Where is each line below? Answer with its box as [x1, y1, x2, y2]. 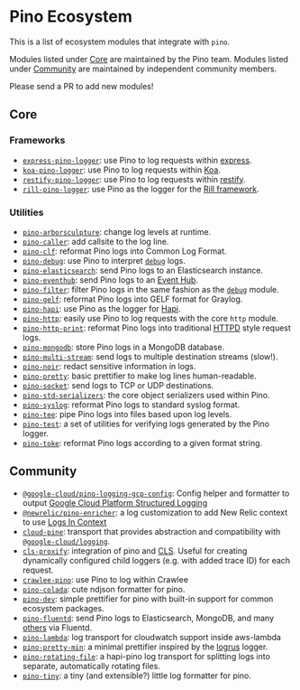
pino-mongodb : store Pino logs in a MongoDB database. [22, 341, 225, 352]
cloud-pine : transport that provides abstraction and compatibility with [22, 526, 281, 536]
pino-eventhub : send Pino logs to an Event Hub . [22, 274, 198, 285]
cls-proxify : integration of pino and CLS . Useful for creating [22, 545, 248, 556]
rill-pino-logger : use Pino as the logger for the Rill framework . [22, 183, 259, 194]
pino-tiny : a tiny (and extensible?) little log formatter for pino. [22, 670, 252, 681]
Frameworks [9, 134, 66, 146]
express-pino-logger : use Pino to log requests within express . [22, 154, 252, 165]
